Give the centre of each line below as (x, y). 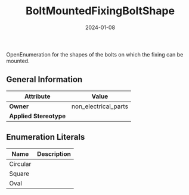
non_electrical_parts (100, 106)
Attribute (38, 96)
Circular (20, 163)
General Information (44, 79)
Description (54, 154)
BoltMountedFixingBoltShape (100, 11)
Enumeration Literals (46, 137)
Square (19, 174)
